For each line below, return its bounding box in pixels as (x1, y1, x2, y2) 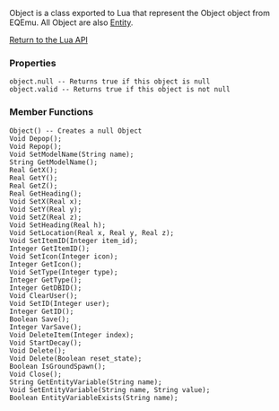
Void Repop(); (9, 142, 63, 151)
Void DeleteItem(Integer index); (9, 330, 135, 339)
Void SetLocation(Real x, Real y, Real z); (9, 228, 175, 237)
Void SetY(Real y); (9, 205, 83, 214)
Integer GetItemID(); (9, 244, 91, 253)
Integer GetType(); (9, 275, 83, 284)
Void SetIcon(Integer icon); (9, 251, 118, 261)
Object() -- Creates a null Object (9, 126, 143, 136)
